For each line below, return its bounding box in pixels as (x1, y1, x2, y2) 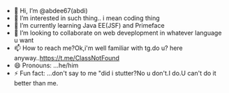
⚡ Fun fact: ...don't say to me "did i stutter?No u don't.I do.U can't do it (13, 69, 216, 77)
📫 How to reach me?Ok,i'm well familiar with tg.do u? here (13, 44, 183, 52)
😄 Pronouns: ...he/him (13, 61, 79, 69)
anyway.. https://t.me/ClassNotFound (13, 54, 120, 62)
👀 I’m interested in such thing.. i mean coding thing (13, 14, 161, 22)
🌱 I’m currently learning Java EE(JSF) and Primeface (13, 22, 165, 29)
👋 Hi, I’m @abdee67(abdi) (13, 7, 89, 15)
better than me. (13, 79, 59, 87)
